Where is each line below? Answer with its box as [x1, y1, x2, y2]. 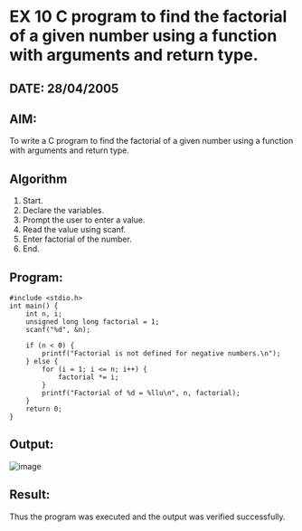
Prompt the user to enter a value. [22, 214, 146, 225]
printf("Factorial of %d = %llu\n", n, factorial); [42, 389, 241, 398]
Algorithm [9, 171, 68, 186]
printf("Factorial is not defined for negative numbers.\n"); [42, 349, 281, 358]
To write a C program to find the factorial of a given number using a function [9, 136, 294, 147]
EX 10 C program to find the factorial [9, 6, 288, 27]
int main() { [9, 301, 59, 311]
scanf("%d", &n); [25, 326, 91, 335]
